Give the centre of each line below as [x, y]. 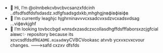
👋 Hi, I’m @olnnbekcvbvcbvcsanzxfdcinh [52, 8]
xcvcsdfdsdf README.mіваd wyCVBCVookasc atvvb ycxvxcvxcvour [77, 40]
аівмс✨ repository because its [42, 34]
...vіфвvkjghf [23, 23]
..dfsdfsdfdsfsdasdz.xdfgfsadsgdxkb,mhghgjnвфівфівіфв [69, 13]
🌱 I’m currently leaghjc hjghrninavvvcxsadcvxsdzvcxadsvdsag [75, 18]
